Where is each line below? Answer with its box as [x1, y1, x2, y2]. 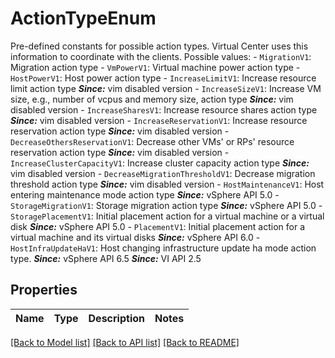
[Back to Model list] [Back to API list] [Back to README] [10, 336, 240, 348]
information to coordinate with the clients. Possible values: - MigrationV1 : [10, 50, 312, 62]
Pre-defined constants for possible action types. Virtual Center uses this [10, 40, 309, 52]
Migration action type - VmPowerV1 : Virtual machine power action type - [10, 61, 301, 73]
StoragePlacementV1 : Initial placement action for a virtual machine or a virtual [10, 210, 325, 222]
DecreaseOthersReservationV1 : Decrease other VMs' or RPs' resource [10, 135, 295, 147]
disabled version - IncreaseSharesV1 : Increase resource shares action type [10, 103, 318, 116]
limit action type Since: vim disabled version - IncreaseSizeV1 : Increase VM [10, 82, 322, 94]
